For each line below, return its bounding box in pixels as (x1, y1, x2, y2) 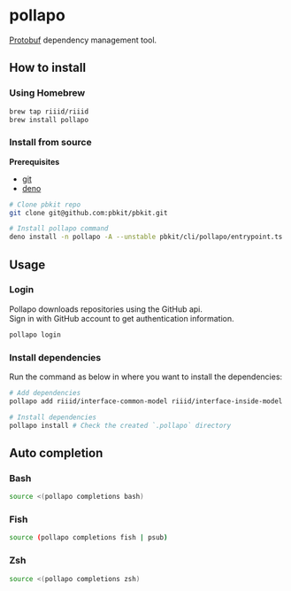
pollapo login (9, 330, 62, 339)
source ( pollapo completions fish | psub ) (9, 533, 168, 542)
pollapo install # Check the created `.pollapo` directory (9, 421, 232, 430)
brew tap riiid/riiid (9, 107, 89, 116)
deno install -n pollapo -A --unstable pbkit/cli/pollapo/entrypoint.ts (9, 232, 283, 242)
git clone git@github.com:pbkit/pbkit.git (9, 208, 168, 217)
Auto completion (9, 445, 103, 461)
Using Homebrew (9, 87, 86, 99)
